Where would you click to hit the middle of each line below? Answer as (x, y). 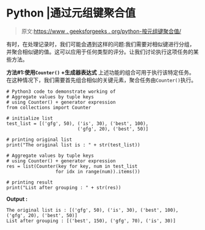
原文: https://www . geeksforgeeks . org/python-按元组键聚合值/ (101, 31)
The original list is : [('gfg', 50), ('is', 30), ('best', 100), (92, 210)
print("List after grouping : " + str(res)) (64, 187)
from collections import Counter (49, 107)
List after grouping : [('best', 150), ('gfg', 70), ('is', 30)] (91, 221)
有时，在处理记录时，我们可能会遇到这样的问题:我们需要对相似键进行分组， (101, 44)
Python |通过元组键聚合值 (71, 13)
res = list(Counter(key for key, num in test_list (72, 166)
